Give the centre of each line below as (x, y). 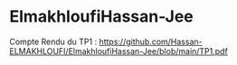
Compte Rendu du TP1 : (53, 42)
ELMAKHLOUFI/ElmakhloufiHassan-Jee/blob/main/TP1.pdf (118, 51)
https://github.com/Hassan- (151, 42)
